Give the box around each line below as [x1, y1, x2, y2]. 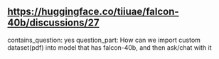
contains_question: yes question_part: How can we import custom [7, 36, 201, 44]
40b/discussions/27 [7, 17, 100, 29]
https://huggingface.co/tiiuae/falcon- [7, 6, 179, 18]
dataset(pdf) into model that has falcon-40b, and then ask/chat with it [7, 43, 212, 52]
